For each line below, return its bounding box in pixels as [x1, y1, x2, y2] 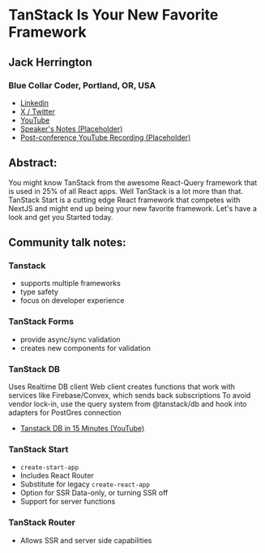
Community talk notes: [8, 235, 126, 249]
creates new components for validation [19, 343, 152, 352]
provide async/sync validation [19, 335, 121, 344]
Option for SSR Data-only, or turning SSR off [19, 488, 169, 498]
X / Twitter [19, 106, 55, 116]
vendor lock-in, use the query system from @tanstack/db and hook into [8, 399, 247, 408]
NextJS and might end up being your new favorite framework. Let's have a [8, 203, 258, 213]
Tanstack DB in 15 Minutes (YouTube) [19, 423, 145, 433]
